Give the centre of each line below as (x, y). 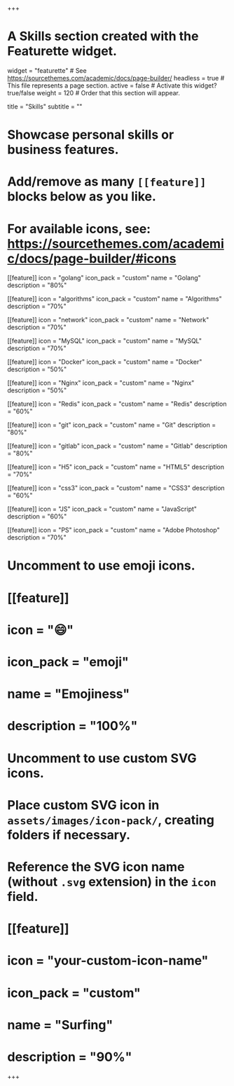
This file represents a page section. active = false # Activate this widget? (112, 85)
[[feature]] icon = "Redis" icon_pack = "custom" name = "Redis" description (117, 404)
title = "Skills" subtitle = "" (45, 106)
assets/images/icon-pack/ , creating (111, 820)
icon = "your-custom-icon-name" (108, 961)
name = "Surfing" (60, 1025)
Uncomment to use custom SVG (102, 758)
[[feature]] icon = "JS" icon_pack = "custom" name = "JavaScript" (102, 509)
